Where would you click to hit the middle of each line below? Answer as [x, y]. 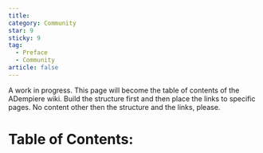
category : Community [43, 23]
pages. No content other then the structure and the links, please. [114, 107]
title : [19, 16]
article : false [33, 68]
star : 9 [21, 30]
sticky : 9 [25, 38]
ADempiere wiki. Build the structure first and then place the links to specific [132, 98]
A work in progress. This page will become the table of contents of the [124, 90]
